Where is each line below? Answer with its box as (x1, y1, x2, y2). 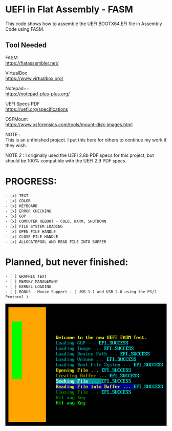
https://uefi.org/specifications (5, 106, 68, 112)
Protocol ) (5, 294, 29, 299)
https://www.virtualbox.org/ (5, 75, 64, 81)
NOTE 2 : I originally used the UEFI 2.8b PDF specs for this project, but (5, 152, 155, 158)
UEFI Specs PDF (5, 100, 40, 107)
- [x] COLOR (5, 198, 31, 203)
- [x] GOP (5, 214, 27, 219)
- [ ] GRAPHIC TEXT (5, 274, 47, 279)
